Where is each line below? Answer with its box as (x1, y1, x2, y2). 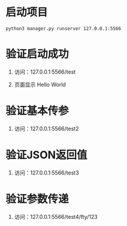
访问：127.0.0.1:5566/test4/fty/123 (14, 213, 98, 220)
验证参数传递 (5, 192, 69, 206)
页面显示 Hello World (14, 81, 66, 88)
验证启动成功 (5, 47, 69, 61)
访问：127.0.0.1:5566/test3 (14, 169, 79, 176)
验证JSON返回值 (5, 148, 87, 161)
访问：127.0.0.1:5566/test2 (14, 125, 79, 132)
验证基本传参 (5, 104, 69, 118)
